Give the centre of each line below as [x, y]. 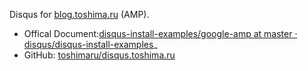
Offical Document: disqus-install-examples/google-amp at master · [160, 33]
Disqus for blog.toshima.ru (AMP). [79, 14]
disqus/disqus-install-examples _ [90, 44]
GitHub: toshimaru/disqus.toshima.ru [99, 55]
